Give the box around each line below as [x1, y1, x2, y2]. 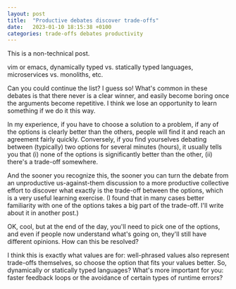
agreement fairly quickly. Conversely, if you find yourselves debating [7, 135, 207, 144]
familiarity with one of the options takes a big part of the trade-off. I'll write [7, 202, 224, 210]
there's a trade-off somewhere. [7, 158, 99, 166]
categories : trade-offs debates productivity [7, 30, 143, 37]
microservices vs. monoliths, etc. [7, 70, 104, 79]
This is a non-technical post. [7, 49, 90, 58]
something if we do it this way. [7, 106, 96, 115]
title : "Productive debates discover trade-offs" [7, 17, 159, 24]
